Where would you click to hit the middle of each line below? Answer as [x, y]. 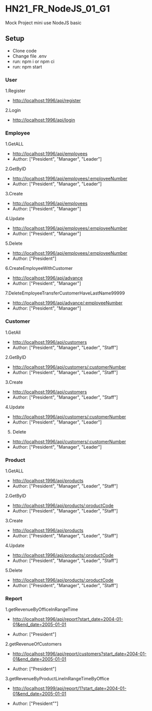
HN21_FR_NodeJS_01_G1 [58, 9]
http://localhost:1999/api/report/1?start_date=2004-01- [69, 688]
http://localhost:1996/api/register [47, 101]
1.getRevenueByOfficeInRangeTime [42, 609]
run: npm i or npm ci [33, 61]
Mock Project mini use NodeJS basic [44, 23]
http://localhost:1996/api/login [44, 120]
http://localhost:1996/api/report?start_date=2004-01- [68, 619]
